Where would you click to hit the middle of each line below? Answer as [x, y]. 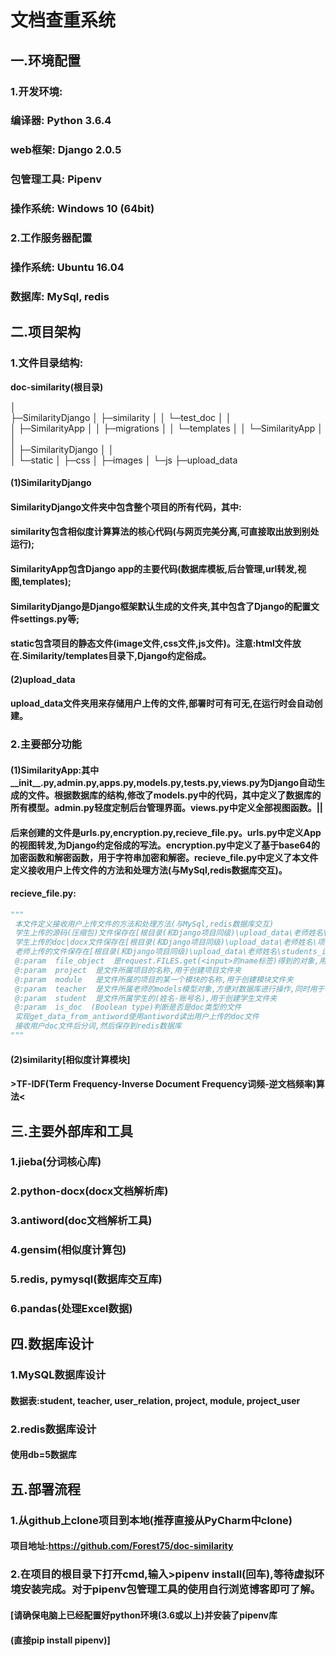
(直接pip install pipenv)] [60, 1640]
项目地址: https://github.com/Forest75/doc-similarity [122, 1546]
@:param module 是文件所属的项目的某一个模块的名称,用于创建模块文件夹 [154, 979]
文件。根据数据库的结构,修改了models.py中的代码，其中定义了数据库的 [174, 795]
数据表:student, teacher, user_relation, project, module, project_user [155, 1400]
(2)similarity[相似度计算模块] [70, 1059]
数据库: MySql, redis [60, 296]
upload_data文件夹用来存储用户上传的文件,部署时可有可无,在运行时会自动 [162, 703]
